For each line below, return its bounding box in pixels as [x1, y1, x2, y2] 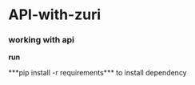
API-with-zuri [8, 6, 101, 24]
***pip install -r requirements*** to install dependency [8, 68, 187, 78]
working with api [8, 34, 74, 46]
